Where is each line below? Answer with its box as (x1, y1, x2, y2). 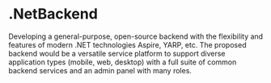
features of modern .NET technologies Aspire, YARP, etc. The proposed (8, 39, 247, 49)
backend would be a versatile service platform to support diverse (8, 48, 226, 58)
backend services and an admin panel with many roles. (8, 65, 193, 75)
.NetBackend (8, 5, 99, 23)
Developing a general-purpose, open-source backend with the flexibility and (8, 31, 264, 41)
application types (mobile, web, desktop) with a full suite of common (8, 57, 237, 67)
